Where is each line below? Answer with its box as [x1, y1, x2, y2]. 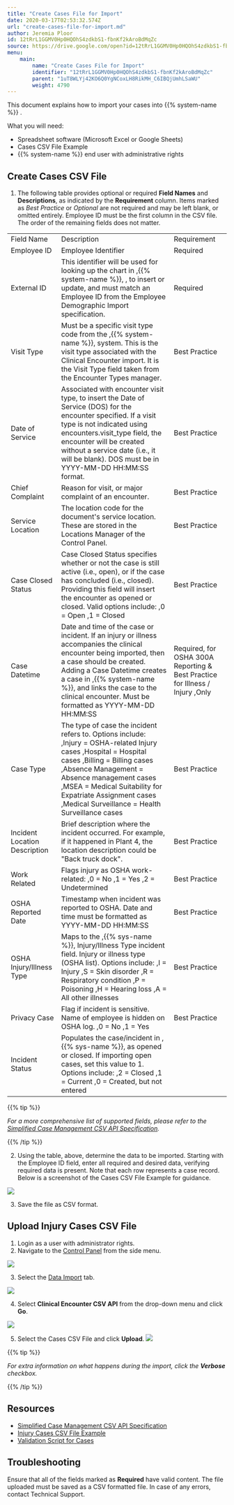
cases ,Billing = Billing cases [61, 756, 154, 765]
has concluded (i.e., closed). [61, 575, 155, 585]
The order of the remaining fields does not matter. [17, 219, 161, 227]
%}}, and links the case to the [61, 683, 157, 693]
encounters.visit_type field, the [61, 428, 162, 438]
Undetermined [61, 883, 109, 893]
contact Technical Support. [7, 1490, 85, 1498]
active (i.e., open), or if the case [61, 567, 165, 577]
